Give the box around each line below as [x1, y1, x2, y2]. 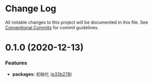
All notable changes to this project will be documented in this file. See [5, 19, 149, 25]
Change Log [5, 3, 56, 14]
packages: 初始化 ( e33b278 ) [12, 71, 72, 77]
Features [5, 60, 27, 67]
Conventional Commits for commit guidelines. [5, 24, 99, 30]
